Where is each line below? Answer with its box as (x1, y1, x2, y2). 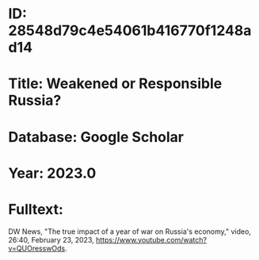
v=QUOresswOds (8, 243, 66, 253)
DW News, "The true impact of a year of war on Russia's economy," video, (8, 227, 252, 236)
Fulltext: (8, 200, 63, 218)
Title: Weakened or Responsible (8, 75, 223, 93)
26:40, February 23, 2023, (8, 235, 95, 244)
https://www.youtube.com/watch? (95, 235, 208, 244)
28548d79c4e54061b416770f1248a (8, 21, 252, 40)
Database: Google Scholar (8, 128, 185, 146)
